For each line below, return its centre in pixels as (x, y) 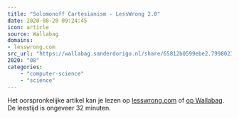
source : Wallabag (33, 34)
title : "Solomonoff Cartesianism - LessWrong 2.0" (84, 14)
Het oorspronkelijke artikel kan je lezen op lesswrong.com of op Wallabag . (116, 100)
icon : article (28, 27)
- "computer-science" (52, 73)
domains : (20, 41)
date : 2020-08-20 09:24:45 (47, 21)
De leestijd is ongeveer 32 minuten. (59, 108)
